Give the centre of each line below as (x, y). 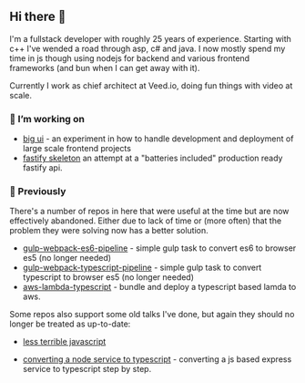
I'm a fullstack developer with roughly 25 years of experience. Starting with (150, 38)
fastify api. (42, 168)
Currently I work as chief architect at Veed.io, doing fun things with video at (151, 85)
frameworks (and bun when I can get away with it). (105, 67)
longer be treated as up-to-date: (70, 324)
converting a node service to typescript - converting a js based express (157, 359)
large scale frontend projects (77, 149)
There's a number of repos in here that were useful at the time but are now (149, 212)
